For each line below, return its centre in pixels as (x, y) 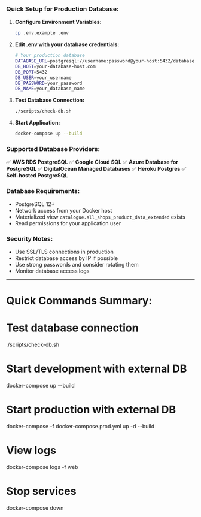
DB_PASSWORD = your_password (48, 83)
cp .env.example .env (42, 33)
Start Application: (37, 123)
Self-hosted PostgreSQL (37, 176)
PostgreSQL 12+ (35, 204)
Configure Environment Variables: (58, 22)
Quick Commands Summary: (79, 301)
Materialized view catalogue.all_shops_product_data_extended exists (100, 217)
